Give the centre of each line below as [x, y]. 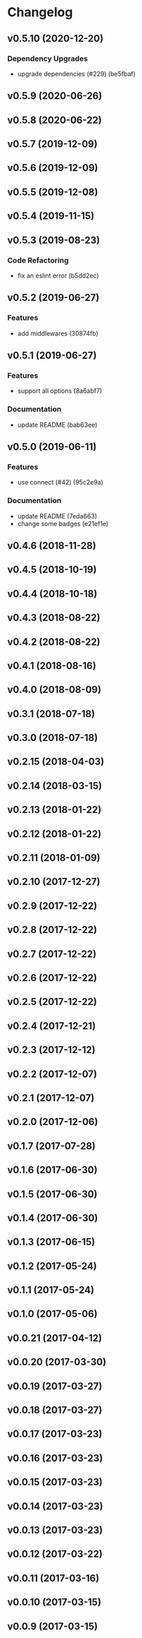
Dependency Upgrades [47, 59]
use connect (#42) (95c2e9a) [60, 482]
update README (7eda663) [57, 516]
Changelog [40, 12]
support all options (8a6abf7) [60, 391]
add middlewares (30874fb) [58, 333]
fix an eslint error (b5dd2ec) [58, 275]
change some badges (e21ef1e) [63, 523]
